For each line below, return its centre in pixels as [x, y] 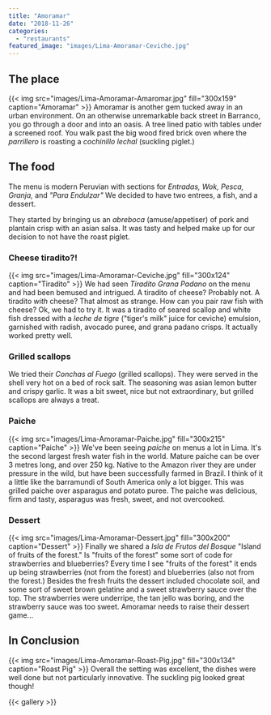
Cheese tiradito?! [43, 258]
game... [21, 615]
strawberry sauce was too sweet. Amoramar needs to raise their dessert [129, 606]
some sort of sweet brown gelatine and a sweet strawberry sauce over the [133, 589]
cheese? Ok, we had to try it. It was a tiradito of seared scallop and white [130, 310]
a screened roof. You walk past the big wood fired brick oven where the [127, 133]
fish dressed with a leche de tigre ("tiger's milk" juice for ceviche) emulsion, [135, 319]
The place [34, 79]
